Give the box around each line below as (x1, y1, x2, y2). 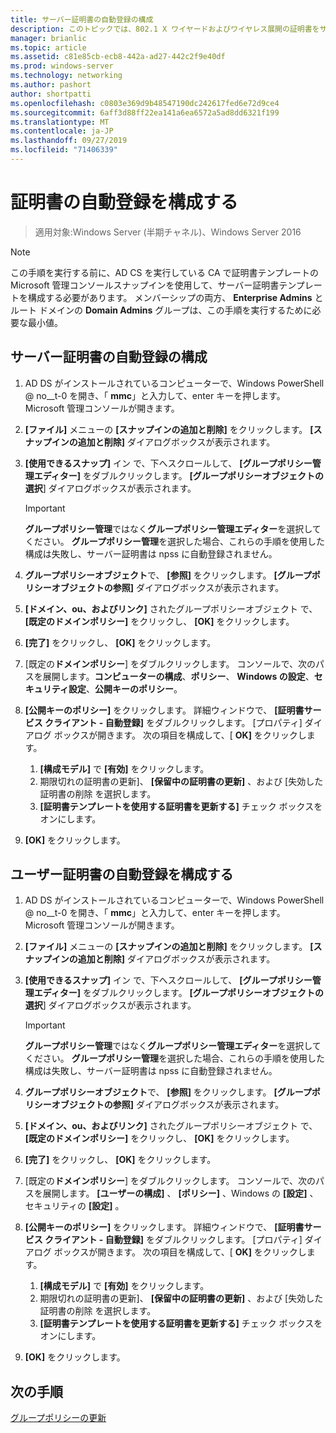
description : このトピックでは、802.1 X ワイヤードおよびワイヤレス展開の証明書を (10, 24, 320, 34)
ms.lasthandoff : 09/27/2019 (10, 136, 128, 146)
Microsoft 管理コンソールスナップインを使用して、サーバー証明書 (10, 279, 280, 291)
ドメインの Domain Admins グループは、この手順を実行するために (38, 304, 313, 316)
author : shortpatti (10, 89, 92, 99)
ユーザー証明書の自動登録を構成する (10, 866, 234, 883)
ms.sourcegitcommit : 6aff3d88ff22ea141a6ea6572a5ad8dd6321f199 (10, 107, 280, 118)
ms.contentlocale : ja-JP (10, 126, 114, 136)
